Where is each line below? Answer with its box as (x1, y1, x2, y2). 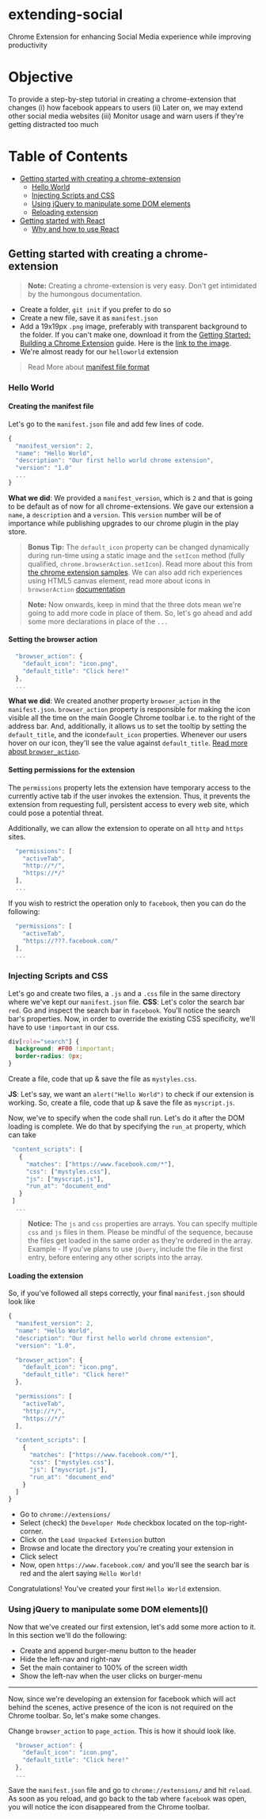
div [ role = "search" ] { (8, 1037, 80, 1045)
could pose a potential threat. (8, 808, 104, 817)
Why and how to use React (31, 224, 120, 233)
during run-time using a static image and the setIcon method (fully (27, 550, 245, 560)
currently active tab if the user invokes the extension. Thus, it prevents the (8, 791, 251, 801)
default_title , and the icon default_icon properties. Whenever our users (8, 730, 248, 740)
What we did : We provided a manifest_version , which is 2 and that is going (8, 493, 253, 502)
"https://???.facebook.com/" (22, 936, 119, 945)
